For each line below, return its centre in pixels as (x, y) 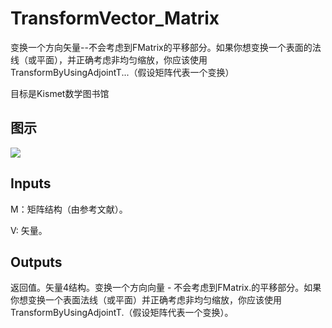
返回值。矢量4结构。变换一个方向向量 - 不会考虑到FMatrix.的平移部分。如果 (166, 288)
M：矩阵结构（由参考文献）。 (69, 209)
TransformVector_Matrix (115, 18)
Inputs (31, 183)
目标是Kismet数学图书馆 (60, 93)
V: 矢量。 (29, 230)
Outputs (36, 262)
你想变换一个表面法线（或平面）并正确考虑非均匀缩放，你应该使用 (146, 300)
